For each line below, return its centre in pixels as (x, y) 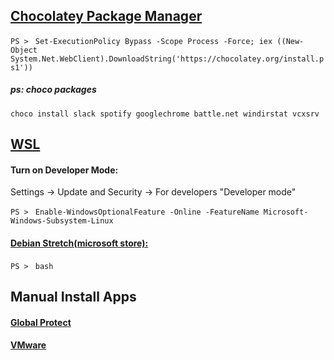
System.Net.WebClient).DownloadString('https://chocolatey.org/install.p (167, 59)
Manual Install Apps (73, 296)
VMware (28, 345)
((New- (290, 41)
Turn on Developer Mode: (64, 170)
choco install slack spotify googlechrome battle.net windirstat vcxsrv (165, 114)
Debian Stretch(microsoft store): (79, 243)
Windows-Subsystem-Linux (62, 221)
